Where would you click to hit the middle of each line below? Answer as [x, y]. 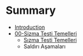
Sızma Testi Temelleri [50, 40]
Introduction [30, 27]
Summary [31, 11]
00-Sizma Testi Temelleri [45, 33]
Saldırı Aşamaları [45, 46]
